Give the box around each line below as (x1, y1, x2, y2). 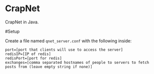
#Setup (5, 28, 20, 34)
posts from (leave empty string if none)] (5, 64, 93, 69)
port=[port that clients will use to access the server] (5, 47, 123, 52)
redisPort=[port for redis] (5, 55, 62, 61)
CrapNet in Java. (5, 19, 39, 25)
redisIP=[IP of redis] (5, 52, 51, 56)
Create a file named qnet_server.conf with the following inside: (5, 37, 132, 44)
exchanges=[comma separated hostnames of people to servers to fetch (5, 60, 150, 65)
